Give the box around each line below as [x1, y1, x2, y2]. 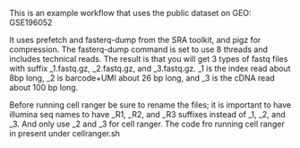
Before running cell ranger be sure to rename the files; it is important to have [9, 100, 292, 110]
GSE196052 [9, 17, 53, 28]
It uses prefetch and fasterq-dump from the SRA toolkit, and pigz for [9, 35, 261, 45]
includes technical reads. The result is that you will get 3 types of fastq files [9, 54, 288, 64]
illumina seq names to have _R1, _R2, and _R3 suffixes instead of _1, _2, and [9, 109, 287, 119]
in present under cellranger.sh [9, 128, 121, 138]
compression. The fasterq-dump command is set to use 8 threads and [9, 44, 269, 55]
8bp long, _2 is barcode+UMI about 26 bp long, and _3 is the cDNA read [9, 73, 275, 83]
